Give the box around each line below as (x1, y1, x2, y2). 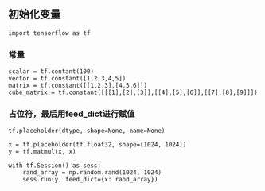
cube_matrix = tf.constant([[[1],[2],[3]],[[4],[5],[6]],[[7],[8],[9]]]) (8, 88, 259, 97)
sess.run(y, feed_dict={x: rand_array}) (22, 176, 158, 184)
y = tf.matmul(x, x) (8, 148, 77, 156)
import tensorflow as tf (8, 29, 91, 37)
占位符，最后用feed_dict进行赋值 (8, 108, 135, 119)
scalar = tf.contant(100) (8, 68, 94, 76)
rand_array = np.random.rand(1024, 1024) (22, 169, 162, 177)
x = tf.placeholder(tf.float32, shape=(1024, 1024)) (8, 141, 187, 149)
